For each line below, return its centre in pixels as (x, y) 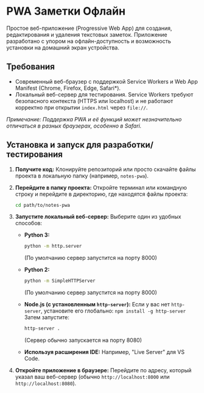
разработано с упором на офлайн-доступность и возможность (89, 41)
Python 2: (37, 270)
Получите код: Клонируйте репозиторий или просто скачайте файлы (105, 169)
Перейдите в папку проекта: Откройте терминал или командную (101, 187)
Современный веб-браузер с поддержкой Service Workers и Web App (106, 81)
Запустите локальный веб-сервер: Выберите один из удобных (98, 217)
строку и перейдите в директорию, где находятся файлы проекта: (101, 194)
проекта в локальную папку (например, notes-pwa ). (82, 176)
